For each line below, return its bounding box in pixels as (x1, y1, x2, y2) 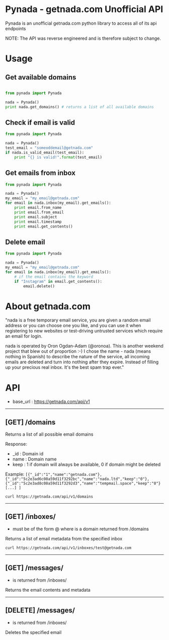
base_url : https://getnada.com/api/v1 (12, 398, 90, 405)
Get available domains (5, 73, 76, 82)
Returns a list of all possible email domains (5, 431, 94, 437)
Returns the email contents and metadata (5, 587, 91, 593)
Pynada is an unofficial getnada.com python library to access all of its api (5, 20, 157, 26)
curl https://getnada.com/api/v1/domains (5, 494, 94, 499)
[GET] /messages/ (5, 564, 64, 572)
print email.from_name (14, 205, 62, 210)
